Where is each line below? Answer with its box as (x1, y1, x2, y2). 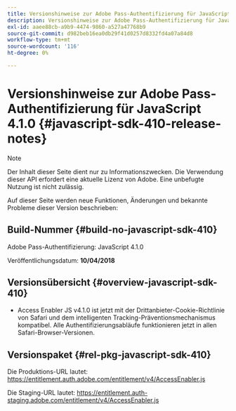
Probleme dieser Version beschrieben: (7, 203, 118, 211)
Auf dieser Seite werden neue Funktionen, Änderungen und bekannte (7, 196, 209, 204)
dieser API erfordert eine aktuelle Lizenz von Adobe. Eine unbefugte (7, 175, 204, 183)
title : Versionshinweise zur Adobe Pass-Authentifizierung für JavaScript (7, 10, 231, 18)
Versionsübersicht (7, 277, 91, 289)
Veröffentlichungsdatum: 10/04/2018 (7, 256, 115, 264)
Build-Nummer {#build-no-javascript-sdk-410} (7, 224, 218, 236)
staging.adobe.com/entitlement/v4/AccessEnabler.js (7, 396, 159, 405)
